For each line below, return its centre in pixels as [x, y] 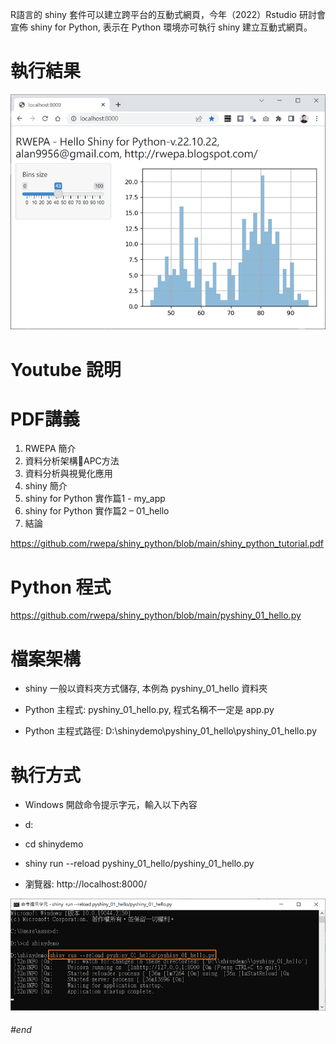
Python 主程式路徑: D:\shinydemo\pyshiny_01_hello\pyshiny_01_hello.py [171, 731]
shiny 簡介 [46, 486]
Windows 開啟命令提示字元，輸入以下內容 [111, 805]
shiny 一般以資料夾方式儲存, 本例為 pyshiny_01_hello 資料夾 [146, 689]
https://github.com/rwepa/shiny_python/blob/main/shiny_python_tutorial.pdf [167, 544]
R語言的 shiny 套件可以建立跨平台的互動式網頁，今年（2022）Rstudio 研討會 [168, 14]
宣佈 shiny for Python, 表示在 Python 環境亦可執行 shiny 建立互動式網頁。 [161, 27]
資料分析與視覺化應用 [68, 474]
